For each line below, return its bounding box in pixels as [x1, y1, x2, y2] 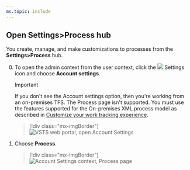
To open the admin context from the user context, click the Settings [14, 64, 185, 71]
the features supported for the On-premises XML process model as [14, 105, 177, 112]
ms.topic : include [6, 8, 51, 15]
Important [14, 81, 39, 88]
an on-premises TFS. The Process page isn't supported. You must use [14, 99, 184, 106]
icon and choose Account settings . [14, 70, 101, 77]
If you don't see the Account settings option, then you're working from [14, 93, 185, 100]
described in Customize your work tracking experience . [14, 112, 149, 119]
